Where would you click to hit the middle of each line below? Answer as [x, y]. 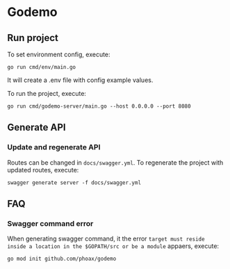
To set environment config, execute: [59, 54]
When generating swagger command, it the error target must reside [106, 239]
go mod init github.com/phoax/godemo [62, 259]
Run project [33, 38]
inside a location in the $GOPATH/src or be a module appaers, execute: [113, 246]
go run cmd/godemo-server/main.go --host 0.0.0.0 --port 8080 [99, 106]
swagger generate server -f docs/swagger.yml [74, 182]
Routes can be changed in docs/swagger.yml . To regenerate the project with [115, 162]
